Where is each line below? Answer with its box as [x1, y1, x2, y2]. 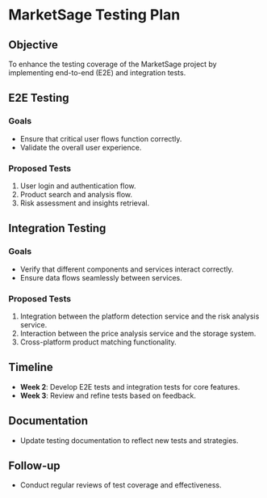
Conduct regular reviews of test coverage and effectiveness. [19, 480, 222, 490]
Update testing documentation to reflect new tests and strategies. [19, 435, 240, 445]
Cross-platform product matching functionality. [19, 337, 177, 347]
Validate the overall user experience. [19, 142, 142, 152]
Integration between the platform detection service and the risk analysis [19, 311, 260, 321]
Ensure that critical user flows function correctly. [19, 133, 182, 143]
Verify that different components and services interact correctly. [19, 264, 234, 274]
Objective [8, 38, 59, 52]
